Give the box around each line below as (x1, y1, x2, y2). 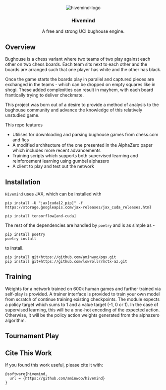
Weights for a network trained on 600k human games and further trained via (5, 286, 161, 292)
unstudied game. (5, 112, 40, 118)
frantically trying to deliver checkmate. (5, 92, 84, 98)
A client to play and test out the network (12, 163, 94, 169)
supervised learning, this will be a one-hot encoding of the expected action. (5, 306, 160, 313)
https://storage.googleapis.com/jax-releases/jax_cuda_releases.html (5, 204, 152, 210)
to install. (5, 245, 24, 251)
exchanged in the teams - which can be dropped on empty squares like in (5, 82, 156, 88)
